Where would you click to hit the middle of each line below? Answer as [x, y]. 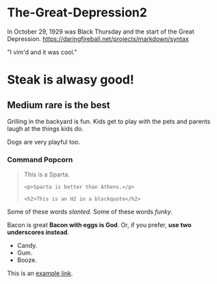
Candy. [27, 246]
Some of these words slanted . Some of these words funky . [90, 212]
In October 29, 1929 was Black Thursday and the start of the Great [101, 31]
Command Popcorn [40, 159]
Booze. [27, 260]
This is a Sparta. [47, 175]
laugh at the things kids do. [46, 129]
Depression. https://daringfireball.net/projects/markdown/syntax [98, 38]
